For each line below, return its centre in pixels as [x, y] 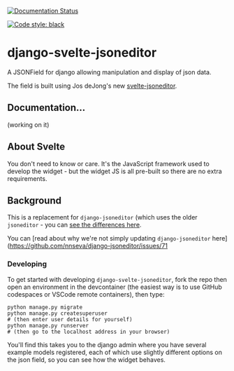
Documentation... [46, 108]
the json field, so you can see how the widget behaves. [87, 359]
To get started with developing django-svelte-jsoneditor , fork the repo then [117, 279]
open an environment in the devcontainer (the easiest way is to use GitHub [115, 287]
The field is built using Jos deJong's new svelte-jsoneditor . [92, 86]
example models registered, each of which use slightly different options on [115, 352]
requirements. [27, 178]
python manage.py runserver [48, 325]
